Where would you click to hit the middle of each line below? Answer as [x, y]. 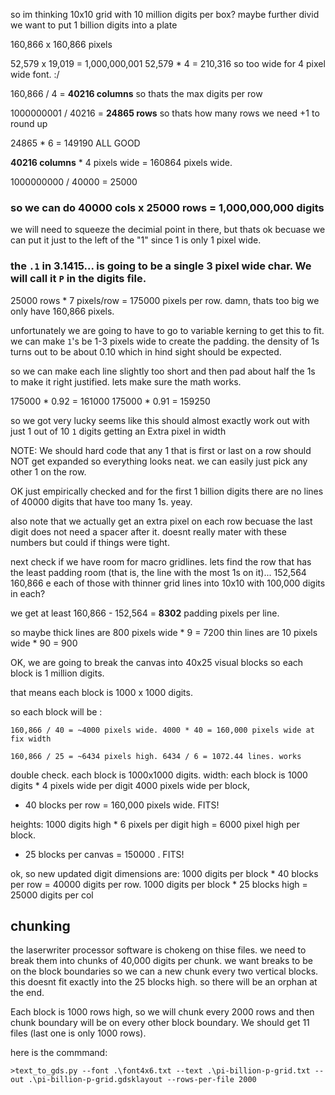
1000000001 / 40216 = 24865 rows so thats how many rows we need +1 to [165, 113]
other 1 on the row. [48, 471]
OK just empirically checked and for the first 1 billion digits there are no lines [167, 491]
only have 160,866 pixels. [62, 311]
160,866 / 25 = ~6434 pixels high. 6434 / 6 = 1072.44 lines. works [156, 756]
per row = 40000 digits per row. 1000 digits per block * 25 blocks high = [159, 884]
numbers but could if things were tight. [90, 542]
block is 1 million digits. [57, 673]
